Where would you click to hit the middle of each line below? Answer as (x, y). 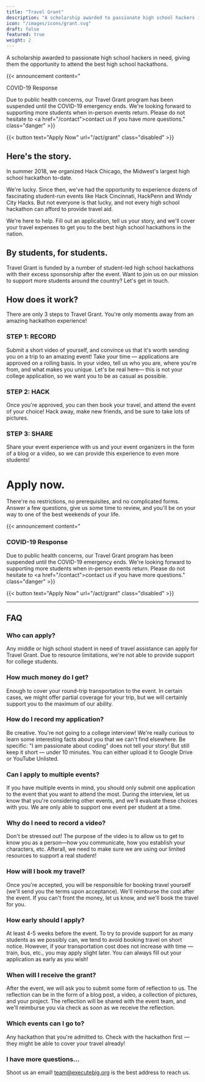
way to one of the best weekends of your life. (63, 514)
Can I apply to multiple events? (53, 774)
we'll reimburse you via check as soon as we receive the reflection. (91, 1008)
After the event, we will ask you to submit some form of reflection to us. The (102, 988)
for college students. (32, 662)
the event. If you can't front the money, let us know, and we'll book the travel (103, 898)
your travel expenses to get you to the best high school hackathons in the (99, 227)
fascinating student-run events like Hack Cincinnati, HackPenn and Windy (99, 196)
